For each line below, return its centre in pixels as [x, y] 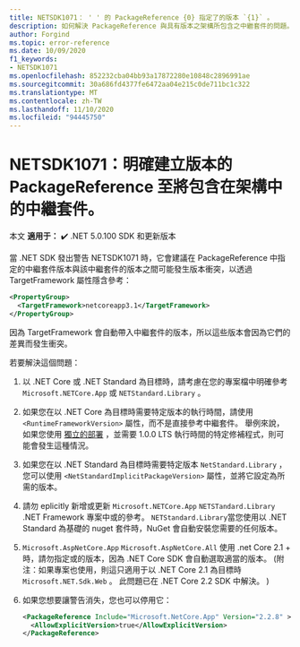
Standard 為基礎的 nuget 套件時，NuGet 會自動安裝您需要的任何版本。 [152, 528]
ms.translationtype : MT [54, 92]
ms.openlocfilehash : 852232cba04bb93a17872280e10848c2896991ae [130, 76]
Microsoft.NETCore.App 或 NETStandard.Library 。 [114, 393]
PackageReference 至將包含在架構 [138, 187]
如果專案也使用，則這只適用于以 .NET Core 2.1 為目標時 [140, 569]
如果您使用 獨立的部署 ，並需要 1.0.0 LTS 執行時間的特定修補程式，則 [149, 434]
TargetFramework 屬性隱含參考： [71, 280]
